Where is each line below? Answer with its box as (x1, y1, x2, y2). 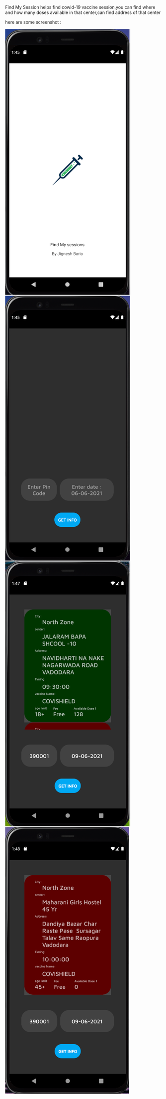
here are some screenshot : (5, 19, 62, 25)
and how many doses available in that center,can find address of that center (5, 9, 161, 15)
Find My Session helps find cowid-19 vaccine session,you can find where (5, 4, 156, 10)
